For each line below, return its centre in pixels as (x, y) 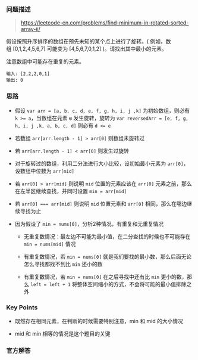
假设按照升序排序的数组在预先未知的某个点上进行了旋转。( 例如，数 (89, 41)
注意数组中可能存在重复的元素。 (45, 61)
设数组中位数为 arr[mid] (45, 170)
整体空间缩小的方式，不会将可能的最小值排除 (132, 284)
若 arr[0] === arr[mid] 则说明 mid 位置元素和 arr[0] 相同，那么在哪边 (101, 203)
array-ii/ (30, 29)
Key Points (22, 307)
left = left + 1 (51, 284)
